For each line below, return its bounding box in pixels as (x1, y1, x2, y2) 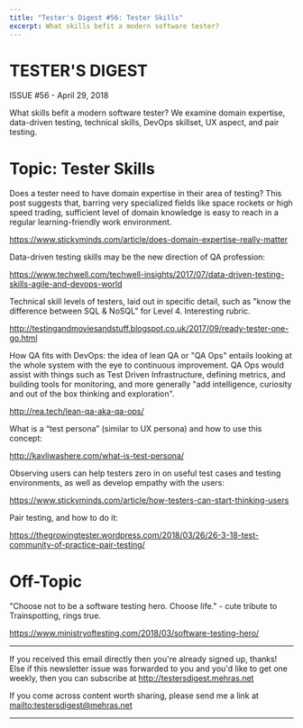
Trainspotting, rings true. (9, 610, 102, 622)
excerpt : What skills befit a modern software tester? (9, 22, 220, 31)
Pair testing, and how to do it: (9, 513, 119, 523)
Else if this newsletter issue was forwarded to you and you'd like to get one (9, 663, 289, 674)
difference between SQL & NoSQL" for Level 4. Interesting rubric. (9, 305, 251, 316)
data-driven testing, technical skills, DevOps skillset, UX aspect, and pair (9, 117, 280, 128)
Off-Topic (9, 571, 83, 591)
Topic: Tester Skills (9, 159, 155, 178)
